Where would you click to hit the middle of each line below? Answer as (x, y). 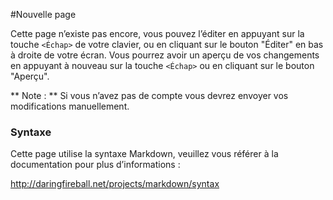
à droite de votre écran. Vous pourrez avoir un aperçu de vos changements (165, 55)
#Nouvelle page (43, 14)
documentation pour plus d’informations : (95, 165)
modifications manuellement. (70, 106)
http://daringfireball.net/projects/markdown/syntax (115, 184)
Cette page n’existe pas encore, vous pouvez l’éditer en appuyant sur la (157, 33)
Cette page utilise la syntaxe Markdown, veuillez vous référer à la (144, 154)
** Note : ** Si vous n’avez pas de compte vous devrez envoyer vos (149, 95)
